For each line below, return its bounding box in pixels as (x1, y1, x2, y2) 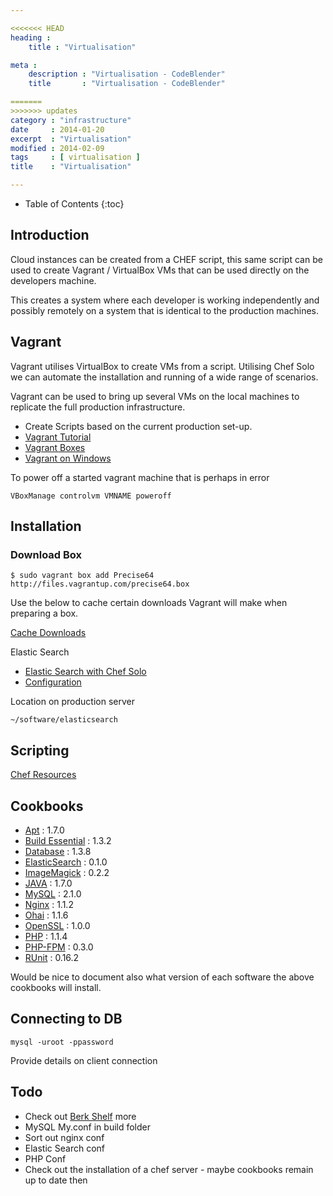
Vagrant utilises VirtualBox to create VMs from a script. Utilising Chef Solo (10, 360, 315, 372)
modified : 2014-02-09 (10, 143, 105, 153)
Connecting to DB (10, 1011, 123, 1028)
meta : (10, 60, 38, 70)
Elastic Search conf (24, 1142, 105, 1154)
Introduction (10, 227, 90, 244)
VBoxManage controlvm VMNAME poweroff (10, 491, 172, 501)
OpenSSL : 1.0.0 (24, 919, 91, 931)
